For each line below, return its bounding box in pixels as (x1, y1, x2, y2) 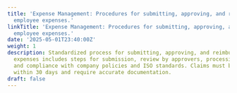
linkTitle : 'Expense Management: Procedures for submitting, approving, (7, 23, 226, 30)
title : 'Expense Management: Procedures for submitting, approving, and (7, 10, 226, 17)
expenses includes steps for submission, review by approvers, (13, 56, 203, 63)
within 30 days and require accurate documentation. (13, 69, 172, 76)
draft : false (7, 75, 46, 83)
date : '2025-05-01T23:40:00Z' (7, 36, 97, 43)
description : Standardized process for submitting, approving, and (7, 50, 210, 57)
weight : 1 (7, 43, 37, 50)
